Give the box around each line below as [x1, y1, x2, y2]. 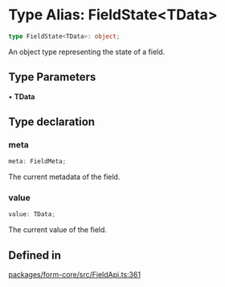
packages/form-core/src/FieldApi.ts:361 [8, 270, 141, 280]
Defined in [8, 248, 62, 262]
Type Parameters [8, 70, 96, 84]
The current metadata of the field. [8, 172, 121, 182]
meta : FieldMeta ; [8, 157, 67, 166]
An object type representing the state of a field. [8, 47, 166, 56]
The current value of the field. [8, 225, 107, 235]
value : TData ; [8, 210, 56, 218]
